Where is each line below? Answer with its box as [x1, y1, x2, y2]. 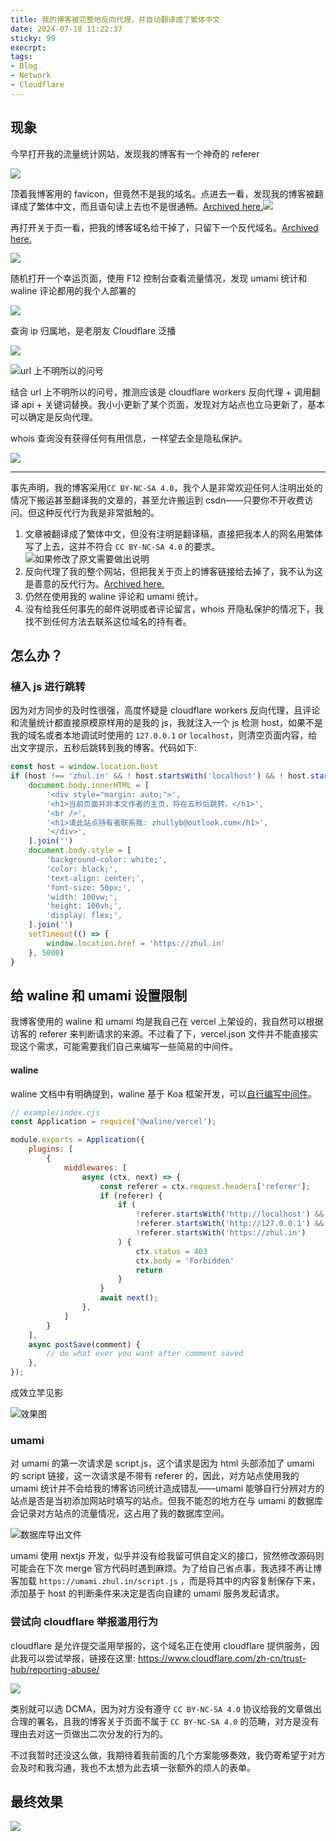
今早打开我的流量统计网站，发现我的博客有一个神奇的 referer [10, 147, 260, 160]
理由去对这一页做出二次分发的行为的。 [10, 1727, 168, 1740]
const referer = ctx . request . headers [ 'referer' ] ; [99, 1181, 311, 1191]
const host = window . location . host [10, 762, 159, 772]
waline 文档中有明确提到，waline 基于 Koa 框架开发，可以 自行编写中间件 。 [10, 1087, 318, 1100]
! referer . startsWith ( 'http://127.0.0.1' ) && [135, 1219, 325, 1229]
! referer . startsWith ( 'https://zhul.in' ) [135, 1228, 307, 1238]
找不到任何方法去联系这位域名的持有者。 [24, 615, 192, 627]
